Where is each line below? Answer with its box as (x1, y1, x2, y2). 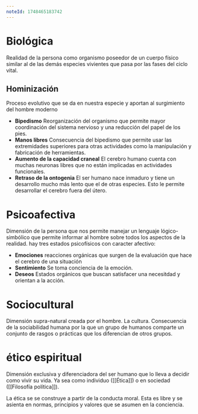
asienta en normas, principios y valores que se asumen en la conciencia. (6, 401, 184, 408)
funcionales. (14, 168, 46, 175)
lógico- (161, 227, 178, 235)
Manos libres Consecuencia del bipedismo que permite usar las (14, 136, 172, 143)
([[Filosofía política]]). (6, 383, 59, 390)
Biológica (6, 34, 54, 48)
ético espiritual (6, 351, 82, 365)
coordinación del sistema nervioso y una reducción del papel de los (14, 124, 181, 131)
